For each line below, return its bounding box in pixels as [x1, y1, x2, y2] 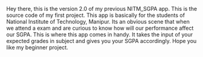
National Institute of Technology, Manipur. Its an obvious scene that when [6, 18, 190, 25]
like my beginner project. [6, 44, 68, 51]
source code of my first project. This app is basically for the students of [6, 12, 185, 19]
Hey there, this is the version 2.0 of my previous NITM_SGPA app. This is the [6, 5, 198, 12]
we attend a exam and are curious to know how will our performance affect [6, 24, 194, 32]
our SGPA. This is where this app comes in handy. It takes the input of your [6, 31, 193, 38]
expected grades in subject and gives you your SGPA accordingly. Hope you [6, 38, 197, 44]
